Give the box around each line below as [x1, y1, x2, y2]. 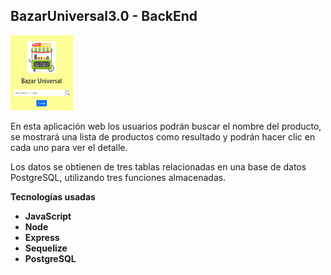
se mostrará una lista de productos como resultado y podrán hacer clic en [10, 130, 316, 143]
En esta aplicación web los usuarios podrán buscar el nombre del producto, [10, 120, 322, 132]
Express [24, 231, 60, 243]
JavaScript [24, 210, 72, 222]
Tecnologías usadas [10, 190, 96, 203]
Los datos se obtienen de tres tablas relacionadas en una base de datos [10, 160, 307, 173]
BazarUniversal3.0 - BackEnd [10, 8, 198, 25]
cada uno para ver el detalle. [10, 141, 128, 153]
